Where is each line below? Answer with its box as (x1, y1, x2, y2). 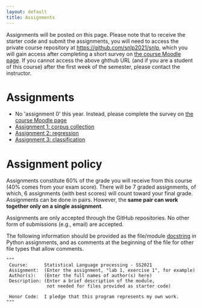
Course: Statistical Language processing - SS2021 (8, 262, 153, 268)
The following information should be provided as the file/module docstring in (6, 233, 197, 240)
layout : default (6, 8, 47, 15)
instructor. (6, 69, 32, 77)
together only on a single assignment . (6, 203, 103, 210)
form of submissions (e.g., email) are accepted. (6, 221, 124, 228)
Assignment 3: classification (14, 136, 86, 143)
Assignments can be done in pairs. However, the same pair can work (6, 196, 178, 204)
